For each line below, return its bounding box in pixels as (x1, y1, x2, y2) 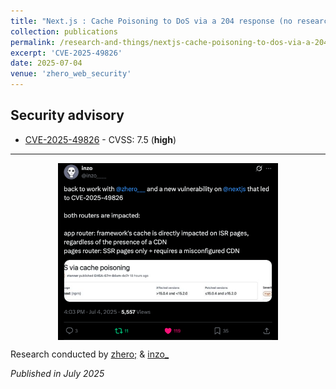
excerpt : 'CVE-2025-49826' (10, 48, 123, 58)
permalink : (10, 37, 56, 47)
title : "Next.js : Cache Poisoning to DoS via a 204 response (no (10, 16, 293, 26)
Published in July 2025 (10, 367, 105, 379)
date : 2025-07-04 (10, 58, 83, 69)
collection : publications (10, 26, 118, 37)
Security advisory (10, 107, 125, 124)
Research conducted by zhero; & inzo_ (10, 348, 170, 360)
